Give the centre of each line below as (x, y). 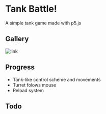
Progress (20, 67)
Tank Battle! (31, 9)
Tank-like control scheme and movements (57, 79)
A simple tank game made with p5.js (43, 23)
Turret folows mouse (34, 85)
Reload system (28, 90)
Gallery (17, 39)
